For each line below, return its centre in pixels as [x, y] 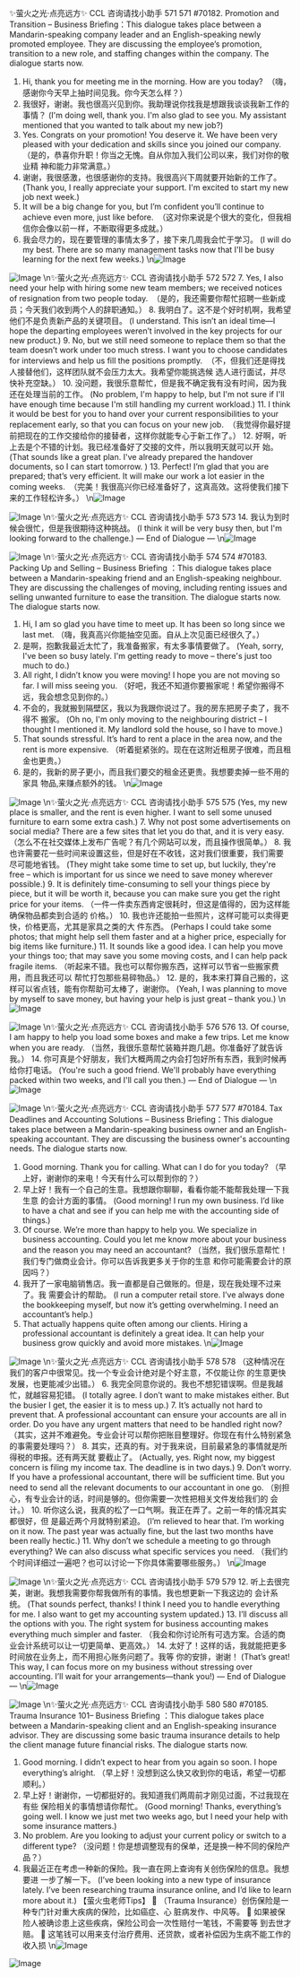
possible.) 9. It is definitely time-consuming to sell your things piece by [140, 884]
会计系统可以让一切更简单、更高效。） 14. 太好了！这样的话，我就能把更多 [152, 1645]
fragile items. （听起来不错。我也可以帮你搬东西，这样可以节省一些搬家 [140, 966]
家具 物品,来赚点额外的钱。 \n [77, 783]
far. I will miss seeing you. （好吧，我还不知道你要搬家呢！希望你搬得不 [153, 685]
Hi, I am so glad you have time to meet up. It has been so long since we [154, 624]
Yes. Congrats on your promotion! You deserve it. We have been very [150, 134]
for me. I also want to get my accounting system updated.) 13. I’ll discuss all [149, 1614]
